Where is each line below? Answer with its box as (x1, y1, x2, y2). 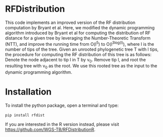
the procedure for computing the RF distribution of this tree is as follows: (5, 51, 152, 57)
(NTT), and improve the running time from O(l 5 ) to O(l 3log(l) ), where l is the (5, 40, 154, 47)
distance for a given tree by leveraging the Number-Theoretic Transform (5, 35, 151, 41)
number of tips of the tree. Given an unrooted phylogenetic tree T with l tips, (5, 46, 159, 52)
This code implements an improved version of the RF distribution (5, 20, 136, 25)
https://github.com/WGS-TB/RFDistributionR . (5, 127, 95, 133)
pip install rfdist (5, 113, 45, 118)
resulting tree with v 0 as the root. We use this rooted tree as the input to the (5, 63, 158, 70)
